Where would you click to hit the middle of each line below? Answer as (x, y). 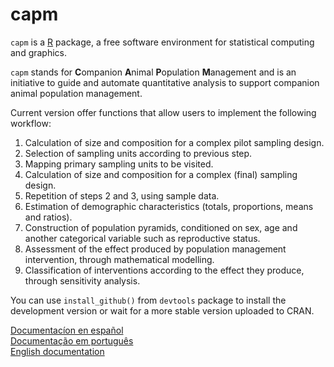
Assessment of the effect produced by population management (155, 249)
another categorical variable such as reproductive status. (142, 238)
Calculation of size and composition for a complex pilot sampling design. (174, 142)
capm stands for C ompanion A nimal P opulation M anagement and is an (153, 72)
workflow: (31, 123)
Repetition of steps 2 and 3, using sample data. (122, 195)
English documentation (57, 351)
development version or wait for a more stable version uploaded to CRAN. (162, 310)
